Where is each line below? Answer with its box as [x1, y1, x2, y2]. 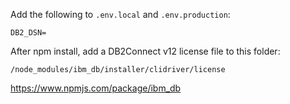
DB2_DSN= [10, 28, 47, 38]
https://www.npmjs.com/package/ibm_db [10, 82, 182, 94]
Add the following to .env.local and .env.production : [10, 9, 231, 20]
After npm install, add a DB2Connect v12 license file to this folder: [10, 45, 281, 57]
